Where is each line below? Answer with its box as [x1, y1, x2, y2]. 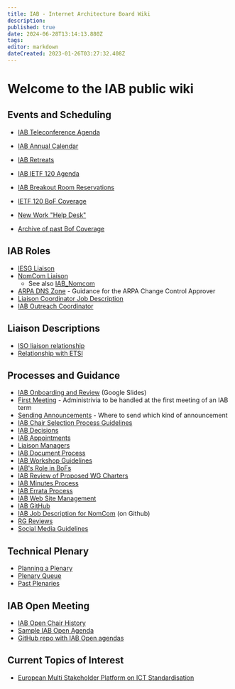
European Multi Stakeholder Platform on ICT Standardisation [17, 673, 195, 682]
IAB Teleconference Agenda [17, 127, 101, 136]
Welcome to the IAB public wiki [7, 81, 194, 97]
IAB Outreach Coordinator [17, 302, 94, 310]
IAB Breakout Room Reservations [17, 183, 115, 191]
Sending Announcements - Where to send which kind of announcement [17, 411, 229, 420]
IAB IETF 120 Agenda [17, 169, 80, 178]
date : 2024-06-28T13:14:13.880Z [7, 30, 103, 38]
